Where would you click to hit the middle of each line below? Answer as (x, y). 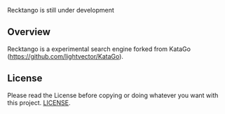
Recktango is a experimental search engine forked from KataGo (99, 49)
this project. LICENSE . (39, 102)
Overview (29, 32)
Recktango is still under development (61, 10)
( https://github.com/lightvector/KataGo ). (66, 56)
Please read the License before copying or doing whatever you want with (113, 95)
